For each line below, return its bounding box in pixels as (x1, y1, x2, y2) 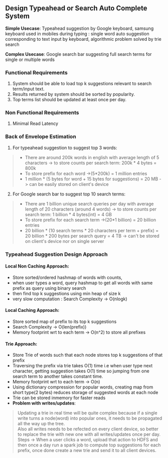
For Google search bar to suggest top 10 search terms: (12, 191, 126, 197)
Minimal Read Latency (12, 120, 59, 126)
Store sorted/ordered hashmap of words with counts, (12, 274, 123, 280)
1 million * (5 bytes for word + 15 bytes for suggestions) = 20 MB (25, 176, 158, 182)
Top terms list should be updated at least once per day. (12, 97, 127, 103)
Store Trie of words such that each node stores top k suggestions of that (12, 352, 163, 358)
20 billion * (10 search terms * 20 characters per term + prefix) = (25, 227, 159, 233)
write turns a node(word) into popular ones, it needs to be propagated (17, 415, 162, 421)
